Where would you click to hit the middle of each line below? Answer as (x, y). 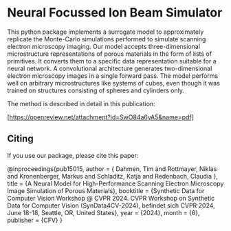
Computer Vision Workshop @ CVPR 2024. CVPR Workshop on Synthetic (111, 198)
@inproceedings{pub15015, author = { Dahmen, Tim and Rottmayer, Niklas (112, 169)
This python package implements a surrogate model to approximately (106, 32)
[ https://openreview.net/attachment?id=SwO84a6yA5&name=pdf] (101, 117)
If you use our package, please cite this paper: (73, 155)
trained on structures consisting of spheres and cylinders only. (96, 90)
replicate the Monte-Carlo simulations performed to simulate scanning (107, 39)
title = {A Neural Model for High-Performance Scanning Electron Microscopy (115, 183)
